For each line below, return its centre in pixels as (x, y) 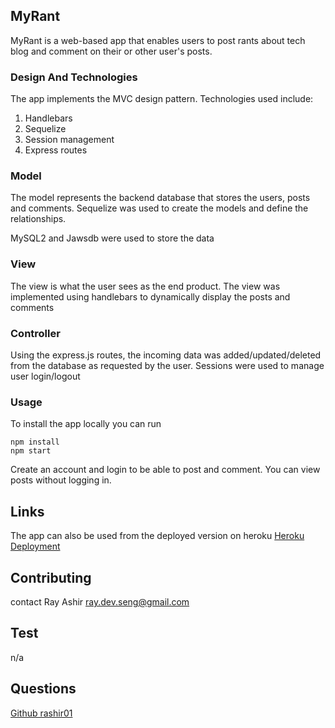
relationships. (38, 219)
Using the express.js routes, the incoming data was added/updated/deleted (166, 355)
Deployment (35, 546)
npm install (35, 442)
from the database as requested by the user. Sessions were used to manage (167, 365)
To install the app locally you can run (86, 424)
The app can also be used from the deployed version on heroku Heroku (157, 536)
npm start (31, 451)
